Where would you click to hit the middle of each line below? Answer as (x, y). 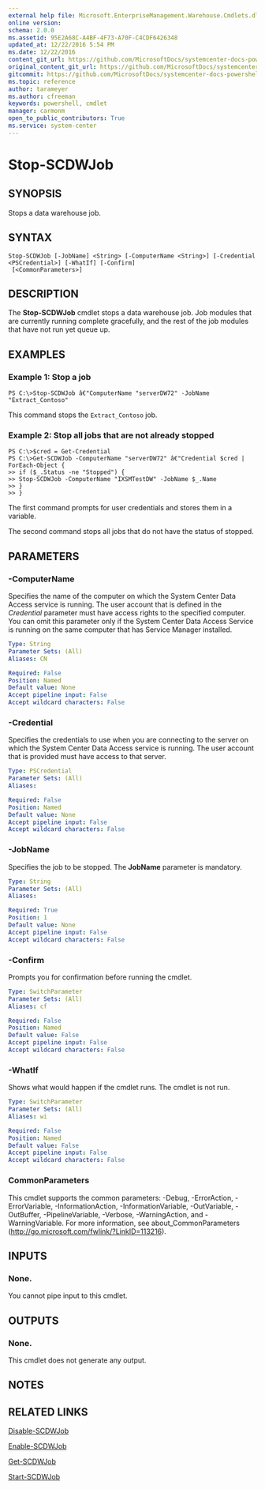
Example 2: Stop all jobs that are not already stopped (111, 435)
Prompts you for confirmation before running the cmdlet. (100, 977)
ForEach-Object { (37, 466)
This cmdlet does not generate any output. (77, 1360)
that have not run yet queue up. (59, 329)
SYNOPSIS (35, 194)
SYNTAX (30, 238)
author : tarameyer (38, 89)
